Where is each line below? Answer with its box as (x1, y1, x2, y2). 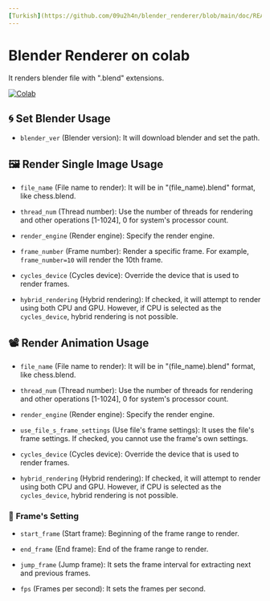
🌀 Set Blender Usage (8, 112, 111, 125)
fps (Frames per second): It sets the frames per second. (19, 584, 207, 594)
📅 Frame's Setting (8, 510, 79, 521)
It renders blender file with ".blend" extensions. (8, 73, 165, 83)
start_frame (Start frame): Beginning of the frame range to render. (19, 529, 239, 538)
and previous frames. (19, 568, 91, 579)
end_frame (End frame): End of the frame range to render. (19, 544, 209, 554)
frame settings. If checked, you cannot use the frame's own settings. (19, 434, 248, 443)
